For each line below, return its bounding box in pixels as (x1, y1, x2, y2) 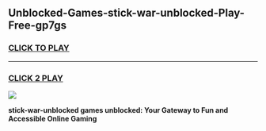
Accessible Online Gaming (8, 114, 97, 123)
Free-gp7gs (8, 19, 67, 33)
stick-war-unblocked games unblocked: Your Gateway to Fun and (8, 105, 229, 114)
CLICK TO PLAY (8, 43, 70, 54)
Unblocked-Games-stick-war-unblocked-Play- (8, 6, 245, 20)
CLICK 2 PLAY (8, 72, 63, 83)
